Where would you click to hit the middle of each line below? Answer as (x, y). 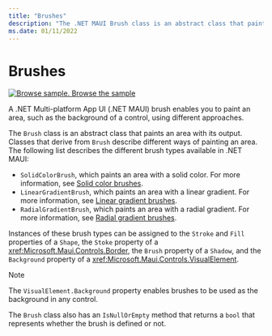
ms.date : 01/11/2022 (43, 31)
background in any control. (53, 300)
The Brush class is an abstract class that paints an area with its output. (125, 134)
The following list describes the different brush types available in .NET (125, 151)
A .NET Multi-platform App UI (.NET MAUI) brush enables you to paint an (130, 109)
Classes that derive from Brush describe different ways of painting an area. (133, 142)
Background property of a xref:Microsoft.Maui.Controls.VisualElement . (123, 259)
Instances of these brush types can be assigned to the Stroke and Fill (127, 234)
